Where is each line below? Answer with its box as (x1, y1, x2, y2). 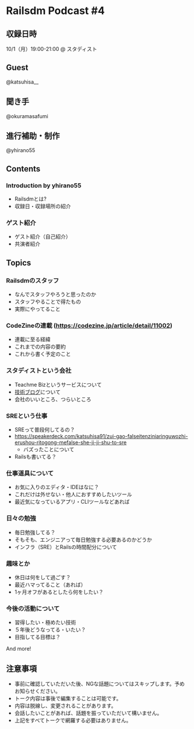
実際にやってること (14, 305, 61, 312)
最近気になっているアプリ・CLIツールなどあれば (14, 498, 130, 506)
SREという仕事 (6, 411, 48, 419)
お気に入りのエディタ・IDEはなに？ (14, 484, 100, 491)
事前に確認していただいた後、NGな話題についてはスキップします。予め (14, 680, 185, 687)
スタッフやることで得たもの (14, 298, 82, 305)
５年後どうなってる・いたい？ (14, 626, 86, 633)
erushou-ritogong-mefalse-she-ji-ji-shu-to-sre (14, 439, 127, 446)
